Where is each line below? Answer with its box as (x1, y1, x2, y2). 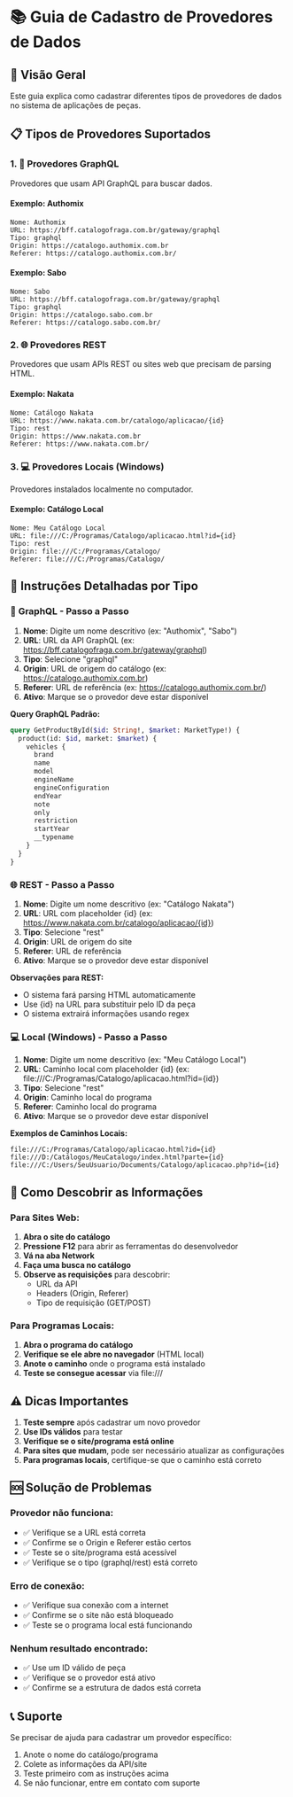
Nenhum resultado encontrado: (10, 1642, 149, 1654)
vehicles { (26, 742, 66, 751)
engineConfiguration (33, 783, 110, 792)
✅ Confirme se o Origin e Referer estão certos (22, 1536, 192, 1547)
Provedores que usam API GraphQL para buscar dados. (10, 178, 213, 189)
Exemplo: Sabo (10, 268, 67, 278)
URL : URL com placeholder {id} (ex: (22, 907, 153, 918)
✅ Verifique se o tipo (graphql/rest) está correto (22, 1557, 198, 1568)
